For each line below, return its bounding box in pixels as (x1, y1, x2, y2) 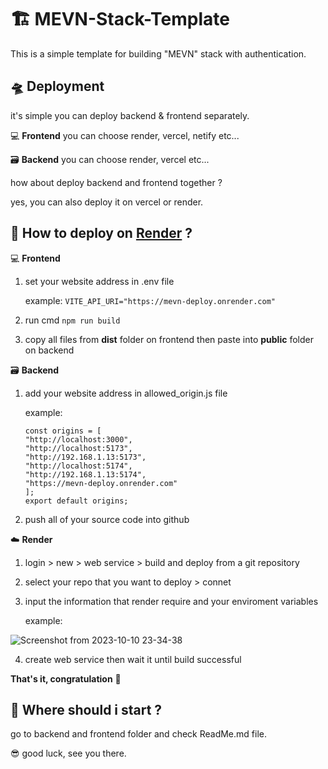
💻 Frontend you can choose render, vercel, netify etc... (10, 129, 240, 141)
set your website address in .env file (24, 275, 175, 287)
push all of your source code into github (24, 513, 190, 525)
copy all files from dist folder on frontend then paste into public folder (24, 333, 314, 345)
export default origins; (24, 496, 129, 506)
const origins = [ (24, 426, 102, 436)
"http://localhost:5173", (24, 443, 133, 453)
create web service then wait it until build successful (24, 653, 242, 665)
